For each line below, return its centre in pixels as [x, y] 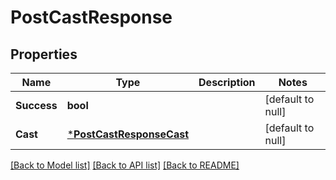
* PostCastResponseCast [128, 134]
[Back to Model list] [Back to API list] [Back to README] [125, 165]
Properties [44, 54]
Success [36, 105]
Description [227, 82]
